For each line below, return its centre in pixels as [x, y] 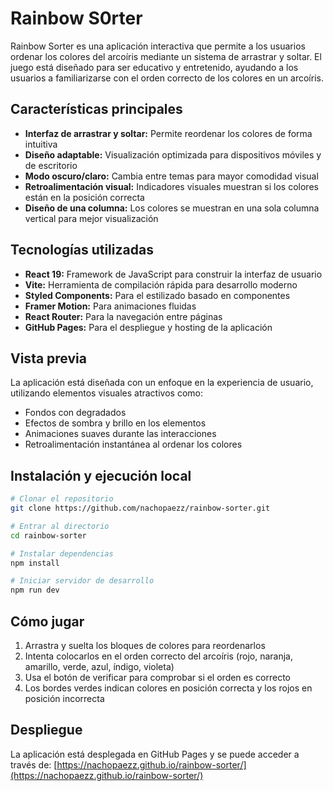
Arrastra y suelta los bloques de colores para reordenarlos [145, 645]
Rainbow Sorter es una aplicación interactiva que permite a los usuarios [158, 46]
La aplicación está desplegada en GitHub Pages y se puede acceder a [155, 754]
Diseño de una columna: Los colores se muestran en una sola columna [172, 208]
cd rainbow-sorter [48, 535]
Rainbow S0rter [76, 18]
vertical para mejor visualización [91, 218]
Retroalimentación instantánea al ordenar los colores [133, 444]
